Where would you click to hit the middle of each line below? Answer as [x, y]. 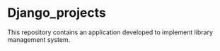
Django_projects [57, 13]
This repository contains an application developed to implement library [110, 32]
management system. [39, 39]
